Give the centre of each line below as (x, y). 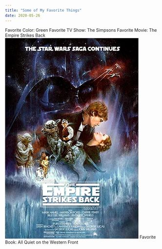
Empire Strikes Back (25, 35)
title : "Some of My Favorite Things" (43, 10)
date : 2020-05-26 (23, 15)
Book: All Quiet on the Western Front (42, 242)
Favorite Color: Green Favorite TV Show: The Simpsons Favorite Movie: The (81, 30)
